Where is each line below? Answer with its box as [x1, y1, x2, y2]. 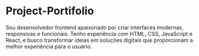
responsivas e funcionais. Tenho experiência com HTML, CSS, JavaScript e [5, 30, 193, 37]
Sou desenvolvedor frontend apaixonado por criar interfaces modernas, [5, 24, 184, 31]
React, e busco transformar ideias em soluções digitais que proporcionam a [5, 36, 194, 43]
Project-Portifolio [5, 4, 94, 18]
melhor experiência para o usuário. [5, 43, 93, 50]
